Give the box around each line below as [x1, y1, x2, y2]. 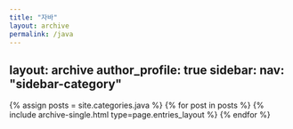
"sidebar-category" [9, 77, 122, 92]
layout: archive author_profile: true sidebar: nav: [9, 62, 285, 77]
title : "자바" [9, 12, 58, 22]
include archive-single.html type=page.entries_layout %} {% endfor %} [9, 109, 271, 120]
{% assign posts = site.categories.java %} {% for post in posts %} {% [9, 100, 265, 111]
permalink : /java [9, 29, 74, 38]
